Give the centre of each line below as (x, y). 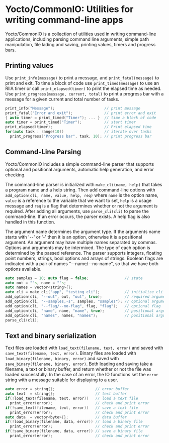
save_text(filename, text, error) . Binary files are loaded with (71, 353)
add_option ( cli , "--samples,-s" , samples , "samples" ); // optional (77, 302)
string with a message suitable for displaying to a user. (62, 380)
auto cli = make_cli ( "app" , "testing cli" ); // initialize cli (84, 292)
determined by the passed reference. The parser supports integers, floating (84, 253)
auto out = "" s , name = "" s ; (36, 283)
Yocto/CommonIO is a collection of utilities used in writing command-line (81, 34)
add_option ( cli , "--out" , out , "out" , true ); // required (77, 297)
